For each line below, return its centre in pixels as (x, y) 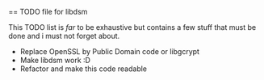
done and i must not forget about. (64, 36)
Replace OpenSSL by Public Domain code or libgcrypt (110, 51)
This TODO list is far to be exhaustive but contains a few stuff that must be (132, 27)
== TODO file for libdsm (48, 12)
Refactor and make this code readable (84, 69)
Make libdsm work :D (55, 60)
